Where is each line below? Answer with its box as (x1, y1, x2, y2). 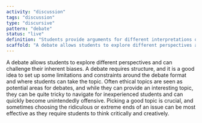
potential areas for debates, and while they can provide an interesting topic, (6, 84, 194, 91)
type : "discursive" (6, 20, 55, 26)
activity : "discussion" (6, 8, 66, 15)
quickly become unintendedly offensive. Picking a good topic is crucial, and (6, 97, 194, 104)
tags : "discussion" (6, 14, 55, 20)
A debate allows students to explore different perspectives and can (6, 58, 173, 66)
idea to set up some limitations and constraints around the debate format (6, 71, 187, 79)
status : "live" (6, 31, 44, 37)
